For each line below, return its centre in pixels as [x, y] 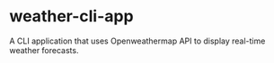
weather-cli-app [71, 16]
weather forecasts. [44, 50]
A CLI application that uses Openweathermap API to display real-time [137, 41]
